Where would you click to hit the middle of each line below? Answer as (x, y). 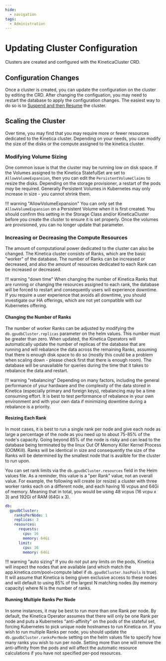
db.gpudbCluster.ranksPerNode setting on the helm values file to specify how (83, 637)
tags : (11, 19)
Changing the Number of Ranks (38, 317)
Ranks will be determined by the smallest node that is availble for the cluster (83, 455)
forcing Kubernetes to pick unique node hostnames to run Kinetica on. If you (83, 626)
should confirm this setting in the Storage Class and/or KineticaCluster (77, 214)
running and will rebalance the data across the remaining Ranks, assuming (81, 349)
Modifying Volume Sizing (36, 156)
